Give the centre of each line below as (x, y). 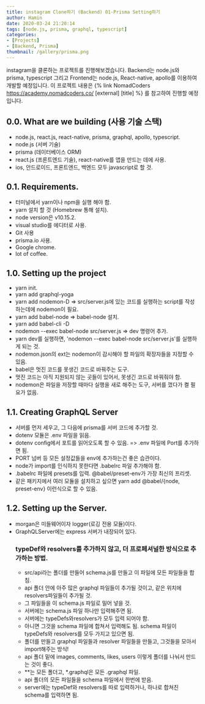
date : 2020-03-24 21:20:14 (41, 23)
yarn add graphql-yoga (44, 294)
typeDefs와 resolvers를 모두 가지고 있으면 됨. (79, 634)
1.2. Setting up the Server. (57, 508)
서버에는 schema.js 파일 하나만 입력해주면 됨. (79, 611)
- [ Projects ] (23, 40)
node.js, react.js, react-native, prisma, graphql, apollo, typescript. (98, 137)
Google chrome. (35, 247)
